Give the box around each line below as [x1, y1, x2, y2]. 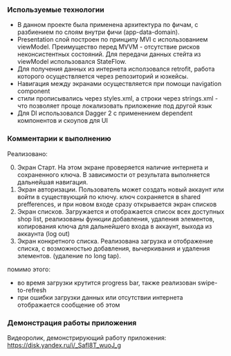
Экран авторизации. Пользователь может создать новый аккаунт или [17, 185, 225, 194]
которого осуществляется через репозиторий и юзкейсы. [17, 72, 189, 80]
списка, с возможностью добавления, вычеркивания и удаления [17, 244, 210, 253]
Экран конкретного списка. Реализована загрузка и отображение [17, 237, 213, 245]
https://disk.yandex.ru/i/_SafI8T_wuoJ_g [7, 341, 122, 349]
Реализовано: [7, 149, 48, 158]
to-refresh [17, 286, 47, 294]
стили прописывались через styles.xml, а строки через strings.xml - [17, 94, 219, 103]
